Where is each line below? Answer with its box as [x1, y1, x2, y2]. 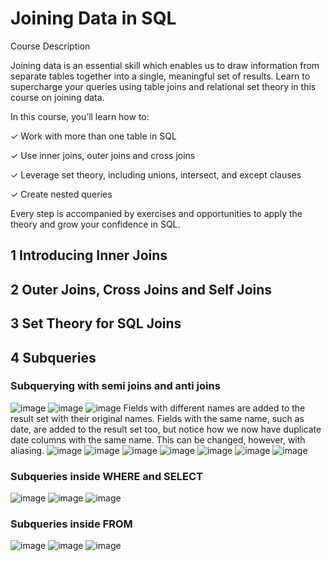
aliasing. [10, 444, 45, 456]
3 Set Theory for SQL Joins [10, 315, 182, 332]
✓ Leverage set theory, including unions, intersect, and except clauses [10, 168, 302, 181]
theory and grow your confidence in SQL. [10, 218, 181, 230]
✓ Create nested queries [10, 188, 113, 200]
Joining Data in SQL [10, 7, 177, 30]
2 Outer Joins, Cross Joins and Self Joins [10, 281, 273, 298]
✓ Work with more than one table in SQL [10, 130, 177, 142]
